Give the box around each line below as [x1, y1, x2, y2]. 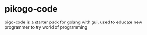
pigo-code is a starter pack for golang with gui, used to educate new [4, 19, 142, 25]
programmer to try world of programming [4, 24, 88, 30]
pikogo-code [4, 3, 58, 14]
